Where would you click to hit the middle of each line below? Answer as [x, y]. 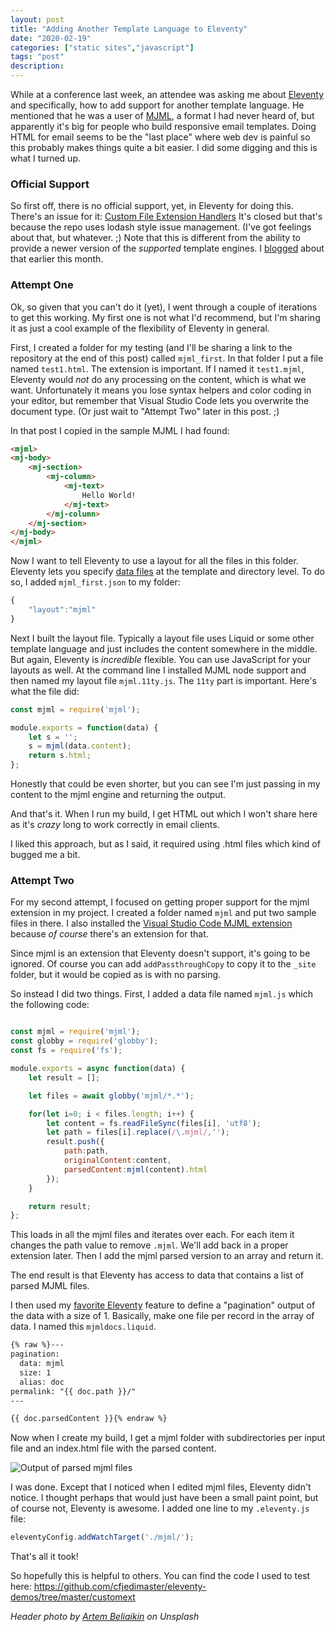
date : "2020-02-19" [51, 38]
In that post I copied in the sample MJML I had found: [120, 430]
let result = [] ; [64, 1077]
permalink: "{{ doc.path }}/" [73, 1391]
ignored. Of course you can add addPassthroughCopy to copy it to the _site [163, 964]
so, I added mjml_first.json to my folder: [95, 582]
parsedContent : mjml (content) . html [135, 1169]
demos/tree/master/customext [73, 1597]
